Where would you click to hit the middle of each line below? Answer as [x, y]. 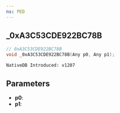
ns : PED [16, 12]
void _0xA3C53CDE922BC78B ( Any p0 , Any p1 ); [61, 55]
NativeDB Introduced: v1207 [41, 66]
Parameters [28, 83]
